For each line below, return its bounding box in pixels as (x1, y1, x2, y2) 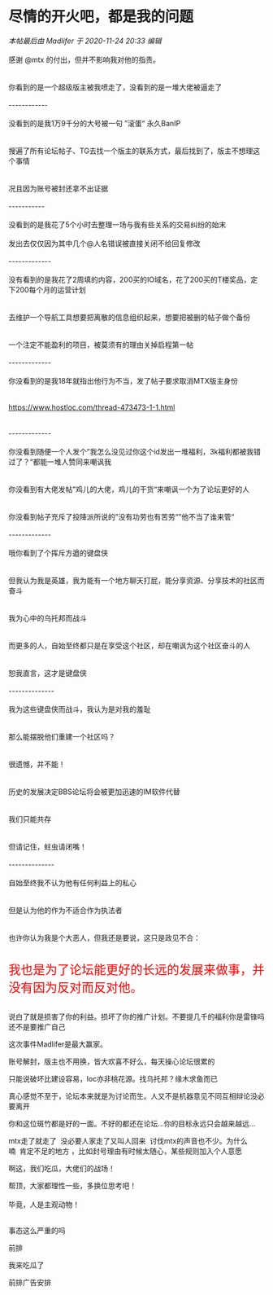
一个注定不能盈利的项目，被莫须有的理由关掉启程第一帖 (8, 340, 193, 349)
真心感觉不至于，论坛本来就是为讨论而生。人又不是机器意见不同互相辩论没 (8, 1091, 258, 1100)
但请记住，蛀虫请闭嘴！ (8, 841, 87, 851)
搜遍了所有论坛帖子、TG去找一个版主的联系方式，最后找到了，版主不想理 (8, 146, 253, 156)
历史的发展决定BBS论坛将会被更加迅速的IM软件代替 (8, 787, 180, 797)
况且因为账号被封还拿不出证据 (8, 183, 108, 193)
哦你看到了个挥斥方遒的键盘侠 (8, 547, 108, 558)
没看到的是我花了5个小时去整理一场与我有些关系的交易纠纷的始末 (8, 219, 227, 229)
